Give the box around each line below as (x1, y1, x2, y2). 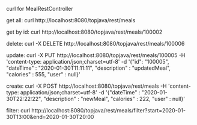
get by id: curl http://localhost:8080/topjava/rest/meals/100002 (6, 28, 163, 35)
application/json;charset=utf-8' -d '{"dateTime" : (20, 89, 141, 96)
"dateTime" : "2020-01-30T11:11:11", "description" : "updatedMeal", (6, 64, 171, 72)
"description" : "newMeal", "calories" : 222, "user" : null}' (43, 96, 185, 102)
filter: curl (6, 107, 31, 114)
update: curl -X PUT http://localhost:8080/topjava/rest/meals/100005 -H (6, 52, 186, 59)
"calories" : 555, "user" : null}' (6, 71, 80, 78)
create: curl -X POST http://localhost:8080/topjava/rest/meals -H (6, 82, 167, 90)
